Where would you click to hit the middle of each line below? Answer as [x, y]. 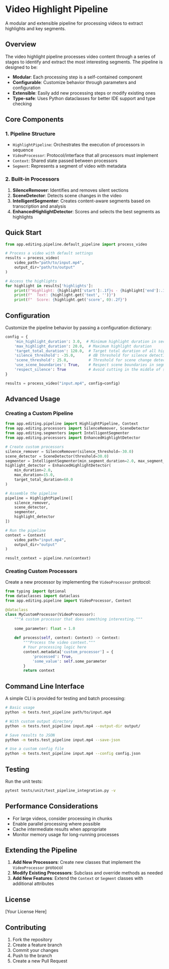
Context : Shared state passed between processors [65, 161]
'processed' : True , [52, 657]
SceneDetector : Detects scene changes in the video [67, 195]
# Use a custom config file [35, 749]
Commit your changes [35, 950]
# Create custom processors [35, 447]
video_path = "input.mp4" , [40, 540]
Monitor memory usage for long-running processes [66, 834]
